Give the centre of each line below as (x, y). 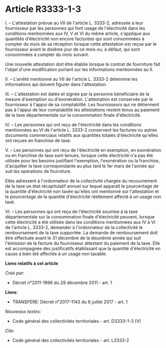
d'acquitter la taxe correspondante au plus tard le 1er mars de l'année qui (80, 166)
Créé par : (15, 273)
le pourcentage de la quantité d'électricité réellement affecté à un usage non (83, 197)
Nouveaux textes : (23, 311)
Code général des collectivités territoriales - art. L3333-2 (71, 340)
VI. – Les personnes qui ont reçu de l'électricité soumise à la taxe (71, 211)
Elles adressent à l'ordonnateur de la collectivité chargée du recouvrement (81, 181)
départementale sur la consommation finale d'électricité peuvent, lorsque (80, 216)
